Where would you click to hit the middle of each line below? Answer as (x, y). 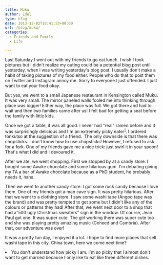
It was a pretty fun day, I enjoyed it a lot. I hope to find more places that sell (81, 238)
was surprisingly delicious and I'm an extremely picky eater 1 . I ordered (76, 131)
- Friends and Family (31, 37)
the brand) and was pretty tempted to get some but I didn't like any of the (79, 202)
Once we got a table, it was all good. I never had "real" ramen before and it (80, 125)
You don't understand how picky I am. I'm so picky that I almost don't (81, 252)
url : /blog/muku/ (23, 28)
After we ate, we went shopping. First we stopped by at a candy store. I (77, 161)
